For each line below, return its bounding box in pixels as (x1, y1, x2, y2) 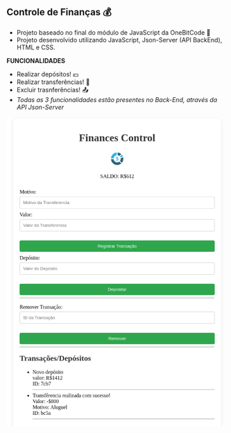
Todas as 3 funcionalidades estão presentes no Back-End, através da (16, 95, 218, 103)
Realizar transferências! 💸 (16, 78, 90, 86)
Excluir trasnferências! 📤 (16, 85, 89, 94)
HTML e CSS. (16, 43, 56, 51)
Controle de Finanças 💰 (6, 6, 112, 18)
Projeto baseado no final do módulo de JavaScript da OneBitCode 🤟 (16, 28, 211, 37)
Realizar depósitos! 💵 (16, 69, 79, 78)
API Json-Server (16, 103, 65, 111)
